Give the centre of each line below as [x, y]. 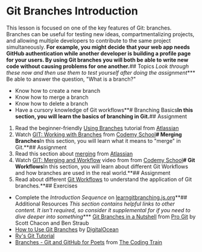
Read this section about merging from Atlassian [74, 153]
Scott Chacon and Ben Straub [52, 223]
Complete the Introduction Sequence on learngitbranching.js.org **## [101, 197]
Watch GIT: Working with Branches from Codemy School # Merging [98, 134]
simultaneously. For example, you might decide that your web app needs [98, 47]
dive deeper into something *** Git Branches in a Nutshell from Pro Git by [105, 216]
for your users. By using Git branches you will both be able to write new [97, 60]
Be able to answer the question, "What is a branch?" [71, 79]
